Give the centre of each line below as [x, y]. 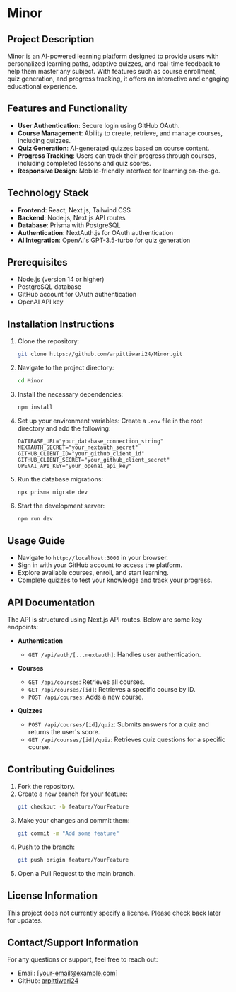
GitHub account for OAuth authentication [77, 295]
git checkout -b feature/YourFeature [73, 807]
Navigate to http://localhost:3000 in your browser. [93, 558]
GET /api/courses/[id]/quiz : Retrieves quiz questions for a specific [127, 740]
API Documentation [51, 602]
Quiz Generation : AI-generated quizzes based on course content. [113, 148]
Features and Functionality [67, 109]
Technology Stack [48, 193]
